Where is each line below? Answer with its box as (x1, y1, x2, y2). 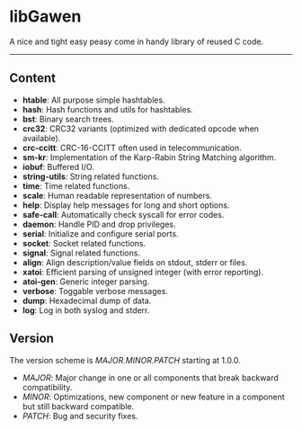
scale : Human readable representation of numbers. (22, 190, 213, 201)
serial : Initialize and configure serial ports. (22, 228, 179, 239)
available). (22, 132, 61, 143)
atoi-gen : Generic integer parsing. (22, 276, 150, 287)
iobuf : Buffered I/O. (22, 161, 94, 172)
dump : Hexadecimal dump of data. (22, 295, 152, 306)
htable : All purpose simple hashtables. (22, 94, 165, 105)
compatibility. (22, 381, 73, 392)
